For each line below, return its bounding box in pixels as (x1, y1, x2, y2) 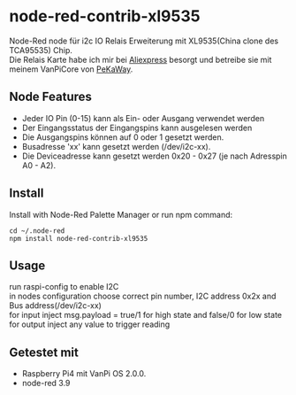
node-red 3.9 (21, 378, 71, 389)
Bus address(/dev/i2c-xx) (9, 300, 102, 311)
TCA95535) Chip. (9, 44, 73, 55)
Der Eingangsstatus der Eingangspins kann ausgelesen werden (21, 122, 253, 133)
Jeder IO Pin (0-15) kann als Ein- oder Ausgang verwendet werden (21, 112, 265, 123)
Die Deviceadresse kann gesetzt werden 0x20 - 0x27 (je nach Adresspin (21, 151, 287, 161)
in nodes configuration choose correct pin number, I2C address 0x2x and (9, 290, 277, 302)
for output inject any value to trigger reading (9, 319, 171, 329)
